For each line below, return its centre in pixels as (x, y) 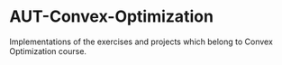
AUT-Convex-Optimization (112, 17)
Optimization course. (48, 51)
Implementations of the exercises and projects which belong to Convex (141, 42)
